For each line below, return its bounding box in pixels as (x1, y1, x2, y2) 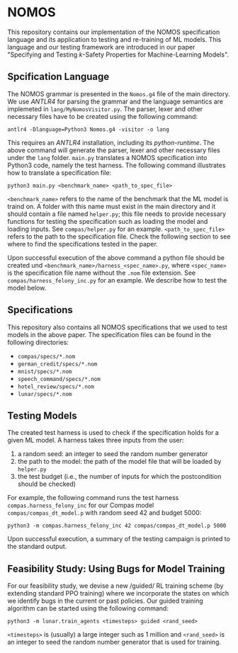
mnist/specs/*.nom (17, 368, 72, 375)
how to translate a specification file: (7, 168, 112, 177)
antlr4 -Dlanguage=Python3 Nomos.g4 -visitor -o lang (7, 125, 170, 133)
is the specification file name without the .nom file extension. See (7, 268, 196, 277)
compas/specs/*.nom (17, 353, 76, 360)
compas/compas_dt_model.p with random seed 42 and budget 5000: (7, 509, 202, 517)
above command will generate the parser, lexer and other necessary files (7, 146, 221, 154)
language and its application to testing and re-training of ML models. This (7, 35, 222, 43)
